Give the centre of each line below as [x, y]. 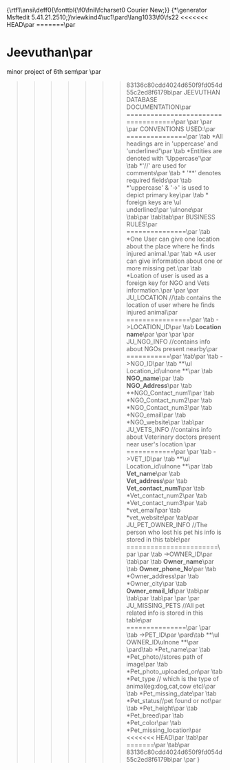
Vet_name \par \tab [153, 473]
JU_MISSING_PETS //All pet [165, 605]
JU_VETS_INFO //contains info [169, 429]
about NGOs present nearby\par [172, 348]
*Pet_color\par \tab [154, 722]
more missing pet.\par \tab [164, 268]
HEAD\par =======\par [41, 24]
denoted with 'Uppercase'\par [169, 158]
